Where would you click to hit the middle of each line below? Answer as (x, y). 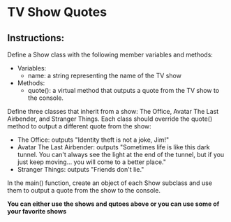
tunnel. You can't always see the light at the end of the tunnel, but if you (121, 155)
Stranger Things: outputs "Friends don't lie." (81, 169)
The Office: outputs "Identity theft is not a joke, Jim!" (93, 140)
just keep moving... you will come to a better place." (91, 162)
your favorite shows (37, 211)
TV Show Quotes (57, 12)
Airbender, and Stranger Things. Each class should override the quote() (110, 119)
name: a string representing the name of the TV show (104, 75)
